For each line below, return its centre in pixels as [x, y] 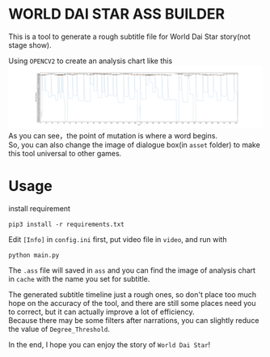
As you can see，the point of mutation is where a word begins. [113, 135]
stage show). [30, 45]
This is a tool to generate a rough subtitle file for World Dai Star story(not [129, 36]
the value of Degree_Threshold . [59, 329]
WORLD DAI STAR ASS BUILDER [116, 14]
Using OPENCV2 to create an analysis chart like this [91, 61]
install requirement [40, 208]
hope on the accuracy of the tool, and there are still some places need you [132, 303]
